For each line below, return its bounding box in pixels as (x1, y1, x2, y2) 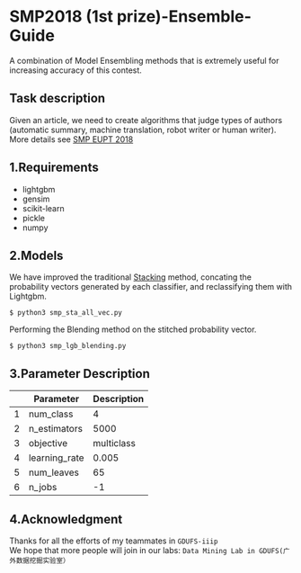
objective (28, 437, 68, 450)
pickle (22, 212, 45, 223)
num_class (28, 407, 74, 420)
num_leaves (28, 466, 79, 479)
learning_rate (28, 452, 84, 464)
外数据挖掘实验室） (9, 556, 70, 565)
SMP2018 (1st (9, 6, 114, 27)
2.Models (9, 247, 64, 263)
